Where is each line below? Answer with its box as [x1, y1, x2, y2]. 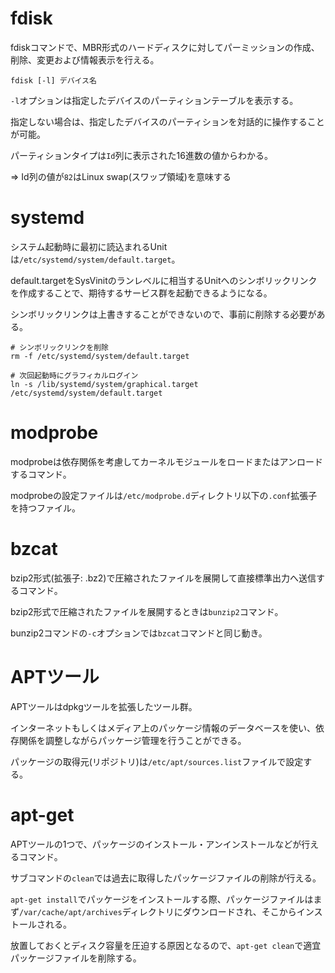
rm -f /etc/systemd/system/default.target [10, 351, 190, 361]
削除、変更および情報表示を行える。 [10, 53, 160, 66]
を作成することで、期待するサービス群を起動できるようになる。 [10, 287, 273, 299]
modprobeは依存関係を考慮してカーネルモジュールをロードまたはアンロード [10, 455, 324, 467]
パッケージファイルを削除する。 [10, 952, 142, 964]
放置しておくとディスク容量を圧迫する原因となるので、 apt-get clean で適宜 [10, 939, 322, 951]
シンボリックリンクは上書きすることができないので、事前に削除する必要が [10, 308, 317, 320]
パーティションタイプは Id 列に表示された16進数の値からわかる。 [10, 149, 273, 161]
